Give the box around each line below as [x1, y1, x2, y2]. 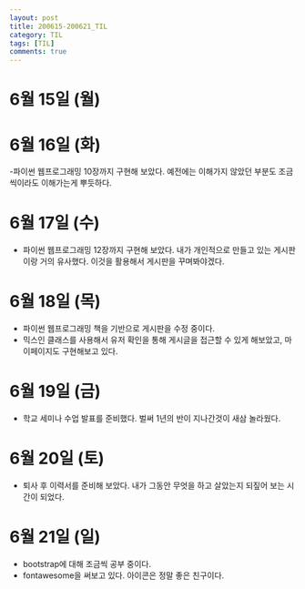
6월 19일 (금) [9, 381, 102, 401]
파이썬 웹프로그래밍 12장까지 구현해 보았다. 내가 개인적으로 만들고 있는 [22, 245, 271, 256]
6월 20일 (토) [9, 448, 105, 469]
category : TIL [9, 30, 64, 39]
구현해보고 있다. [62, 346, 118, 357]
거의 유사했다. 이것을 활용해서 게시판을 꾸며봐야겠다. [39, 256, 225, 267]
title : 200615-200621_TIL [9, 22, 107, 31]
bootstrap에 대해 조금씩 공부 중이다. [22, 558, 152, 569]
